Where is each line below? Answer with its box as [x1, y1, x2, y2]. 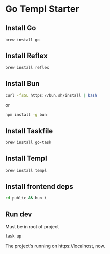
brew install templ [5, 168, 47, 173]
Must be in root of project [5, 224, 59, 229]
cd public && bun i [5, 196, 47, 201]
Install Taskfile [5, 126, 53, 135]
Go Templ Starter [5, 3, 79, 15]
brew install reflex [5, 65, 50, 70]
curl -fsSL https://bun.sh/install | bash [5, 93, 97, 98]
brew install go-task [5, 140, 52, 145]
